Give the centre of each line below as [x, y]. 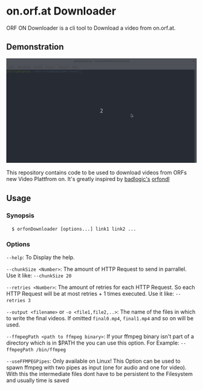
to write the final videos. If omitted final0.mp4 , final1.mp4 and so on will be [100, 319]
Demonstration [35, 47]
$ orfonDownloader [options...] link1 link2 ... [74, 229]
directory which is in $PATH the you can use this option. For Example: [93, 343]
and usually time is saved [38, 380]
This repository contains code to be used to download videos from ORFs [97, 173]
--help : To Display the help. [40, 257]
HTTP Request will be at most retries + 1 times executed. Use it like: [90, 294]
